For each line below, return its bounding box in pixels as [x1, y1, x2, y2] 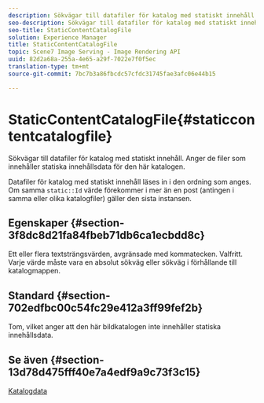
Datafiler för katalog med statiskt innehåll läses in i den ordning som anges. [8, 177, 251, 186]
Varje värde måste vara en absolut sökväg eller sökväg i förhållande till [8, 258, 237, 267]
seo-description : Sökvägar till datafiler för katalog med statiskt [8, 19, 237, 27]
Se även [8, 353, 49, 366]
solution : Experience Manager [8, 33, 108, 42]
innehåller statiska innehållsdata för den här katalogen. [8, 162, 185, 171]
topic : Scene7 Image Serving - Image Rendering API [8, 48, 181, 56]
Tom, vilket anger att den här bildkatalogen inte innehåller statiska [8, 322, 222, 332]
